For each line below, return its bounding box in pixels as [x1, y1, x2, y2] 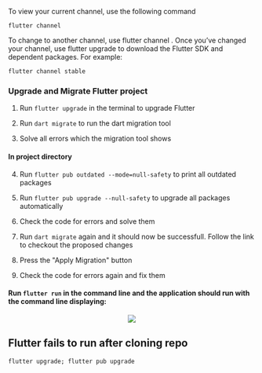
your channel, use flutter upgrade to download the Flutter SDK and [8, 44, 224, 53]
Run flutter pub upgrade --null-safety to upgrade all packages [19, 192, 231, 203]
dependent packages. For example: [8, 53, 123, 61]
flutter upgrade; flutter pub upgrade [8, 357, 135, 365]
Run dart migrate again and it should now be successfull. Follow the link [19, 232, 255, 241]
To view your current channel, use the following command [8, 7, 196, 16]
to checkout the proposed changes [19, 240, 133, 250]
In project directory [8, 152, 73, 161]
